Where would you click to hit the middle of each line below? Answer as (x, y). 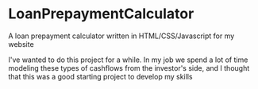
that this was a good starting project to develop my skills (100, 76)
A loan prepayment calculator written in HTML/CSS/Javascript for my (121, 36)
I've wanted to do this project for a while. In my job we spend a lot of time (128, 60)
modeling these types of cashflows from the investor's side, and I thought (129, 68)
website (21, 44)
